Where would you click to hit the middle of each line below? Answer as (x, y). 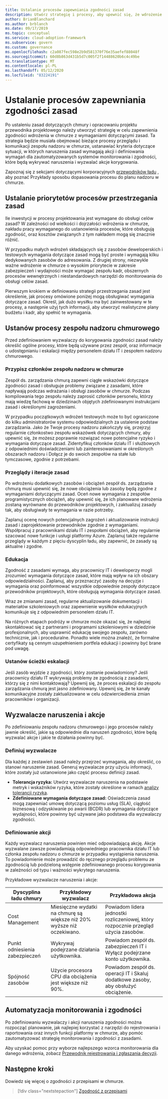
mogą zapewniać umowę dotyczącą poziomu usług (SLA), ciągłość (81, 803)
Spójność (19, 976)
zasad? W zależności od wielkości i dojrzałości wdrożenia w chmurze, (77, 224)
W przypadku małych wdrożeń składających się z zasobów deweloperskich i (84, 249)
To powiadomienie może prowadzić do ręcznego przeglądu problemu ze (80, 859)
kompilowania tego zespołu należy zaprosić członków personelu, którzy (79, 396)
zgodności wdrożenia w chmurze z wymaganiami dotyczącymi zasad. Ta (80, 135)
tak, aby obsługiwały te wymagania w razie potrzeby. (60, 510)
